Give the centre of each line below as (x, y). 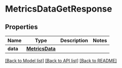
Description (74, 41)
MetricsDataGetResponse (59, 9)
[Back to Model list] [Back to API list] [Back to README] (61, 61)
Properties (21, 27)
